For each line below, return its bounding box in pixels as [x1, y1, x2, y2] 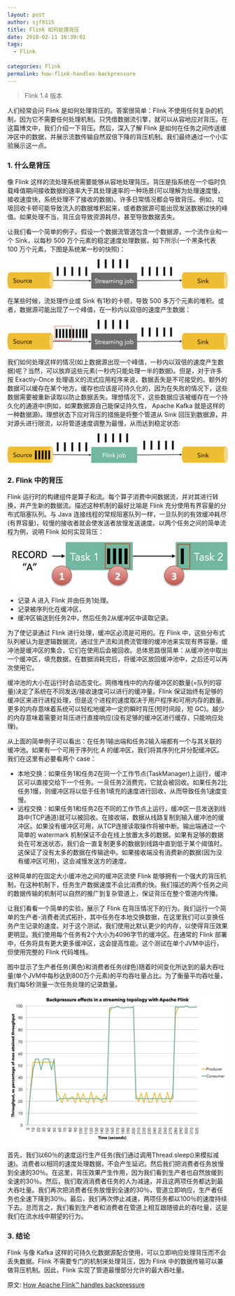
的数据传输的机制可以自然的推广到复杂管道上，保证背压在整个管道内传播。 [7, 889, 222, 898]
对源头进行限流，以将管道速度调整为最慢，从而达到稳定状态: [7, 418, 181, 427]
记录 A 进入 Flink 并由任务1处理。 [17, 596, 113, 605]
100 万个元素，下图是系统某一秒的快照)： [7, 245, 126, 253]
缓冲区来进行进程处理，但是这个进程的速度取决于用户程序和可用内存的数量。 [7, 696, 228, 705]
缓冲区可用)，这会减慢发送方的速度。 [23, 857, 131, 866]
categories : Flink [7, 63, 61, 70]
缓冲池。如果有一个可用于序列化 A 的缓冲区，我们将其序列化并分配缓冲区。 [7, 746, 224, 754]
